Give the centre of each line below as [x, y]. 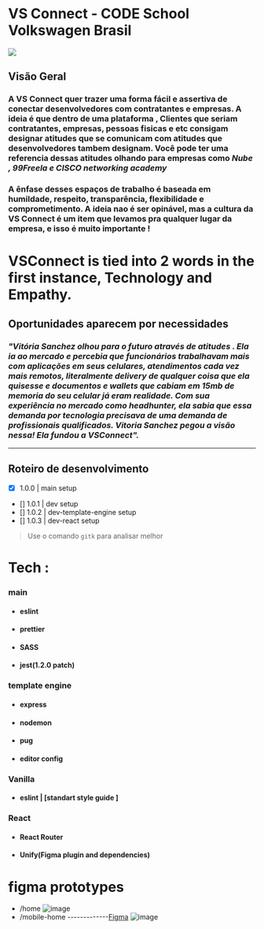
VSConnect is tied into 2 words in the [132, 261]
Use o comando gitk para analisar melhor [95, 535]
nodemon [36, 722]
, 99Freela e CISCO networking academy [88, 168]
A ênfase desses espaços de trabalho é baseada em [110, 189]
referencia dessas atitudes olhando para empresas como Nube [130, 159]
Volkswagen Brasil [70, 30]
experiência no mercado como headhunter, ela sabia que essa [130, 405]
